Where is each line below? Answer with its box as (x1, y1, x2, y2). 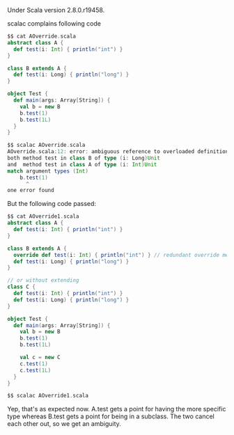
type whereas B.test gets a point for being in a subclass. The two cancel (7, 412, 214, 420)
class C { (7, 283, 36, 291)
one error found (7, 187, 54, 194)
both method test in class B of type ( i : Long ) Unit (7, 155, 160, 161)
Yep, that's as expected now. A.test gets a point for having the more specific (7, 405, 226, 413)
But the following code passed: (7, 200, 96, 208)
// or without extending (7, 277, 79, 284)
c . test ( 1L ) (19, 367, 52, 374)
